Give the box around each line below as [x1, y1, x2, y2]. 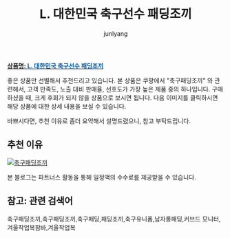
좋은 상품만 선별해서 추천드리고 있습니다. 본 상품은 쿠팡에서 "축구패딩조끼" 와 [7, 76, 213, 85]
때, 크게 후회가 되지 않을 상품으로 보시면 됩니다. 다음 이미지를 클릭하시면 [25, 94, 218, 102]
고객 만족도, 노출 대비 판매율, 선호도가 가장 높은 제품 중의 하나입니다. [27, 85, 211, 93]
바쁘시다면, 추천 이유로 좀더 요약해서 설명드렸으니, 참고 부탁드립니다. [7, 116, 191, 125]
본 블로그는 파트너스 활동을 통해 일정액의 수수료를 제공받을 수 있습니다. [7, 173, 196, 181]
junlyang [103, 29, 128, 38]
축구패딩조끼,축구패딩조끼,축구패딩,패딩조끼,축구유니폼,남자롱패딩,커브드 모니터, [7, 215, 221, 223]
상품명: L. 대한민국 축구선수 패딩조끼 [7, 61, 104, 69]
